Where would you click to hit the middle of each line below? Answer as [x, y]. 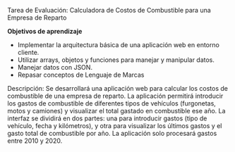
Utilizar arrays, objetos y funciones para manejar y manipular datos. [116, 60]
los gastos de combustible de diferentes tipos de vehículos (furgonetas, [112, 103]
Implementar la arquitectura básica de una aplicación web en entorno [119, 45]
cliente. [28, 52]
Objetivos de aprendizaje [45, 31]
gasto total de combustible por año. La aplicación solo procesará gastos [112, 133]
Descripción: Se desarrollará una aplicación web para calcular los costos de [117, 88]
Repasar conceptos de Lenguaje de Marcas [81, 75]
